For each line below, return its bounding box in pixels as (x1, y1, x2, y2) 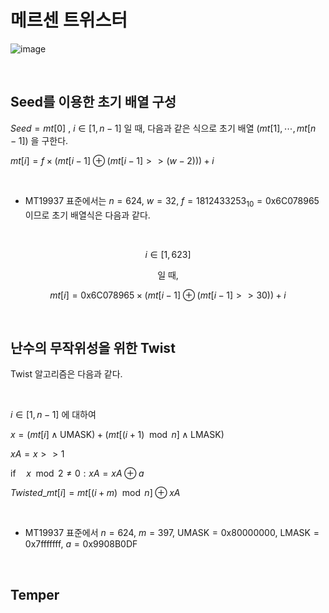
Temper (10, 586, 60, 603)
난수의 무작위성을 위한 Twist (10, 339, 176, 356)
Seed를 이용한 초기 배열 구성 (10, 94, 177, 111)
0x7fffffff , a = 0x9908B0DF (24, 538, 138, 550)
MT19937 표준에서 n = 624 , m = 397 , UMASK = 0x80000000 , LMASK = (24, 527, 320, 539)
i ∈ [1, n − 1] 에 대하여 (10, 409, 97, 421)
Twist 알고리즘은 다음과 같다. (10, 368, 123, 380)
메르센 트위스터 (10, 9, 128, 32)
